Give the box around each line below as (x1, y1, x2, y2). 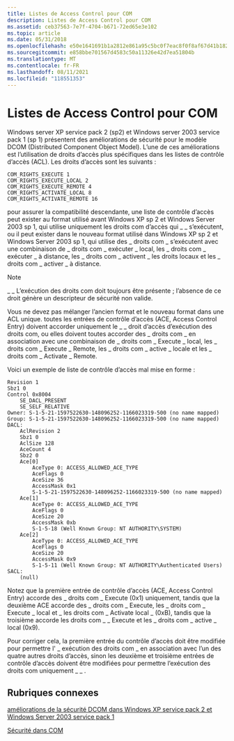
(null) (19, 574, 39, 581)
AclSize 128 (19, 440, 54, 447)
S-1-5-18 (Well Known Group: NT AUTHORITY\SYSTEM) (32, 526, 182, 533)
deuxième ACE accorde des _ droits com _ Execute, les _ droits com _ (7, 601, 205, 610)
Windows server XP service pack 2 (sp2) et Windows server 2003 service (7, 128, 220, 137)
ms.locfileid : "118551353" (7, 75, 86, 82)
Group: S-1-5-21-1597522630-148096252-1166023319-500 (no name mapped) (7, 415, 219, 422)
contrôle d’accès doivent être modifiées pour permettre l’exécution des (7, 659, 211, 668)
